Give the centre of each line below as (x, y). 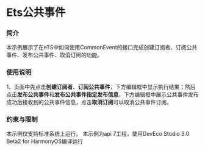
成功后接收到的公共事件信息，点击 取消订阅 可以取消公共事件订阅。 (89, 102)
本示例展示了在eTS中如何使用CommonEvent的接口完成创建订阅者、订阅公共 (102, 47)
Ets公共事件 (36, 12)
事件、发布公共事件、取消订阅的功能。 (54, 55)
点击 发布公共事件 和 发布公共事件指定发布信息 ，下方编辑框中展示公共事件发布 (103, 94)
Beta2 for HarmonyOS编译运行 (45, 141)
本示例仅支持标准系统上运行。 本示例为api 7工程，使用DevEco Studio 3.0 (98, 134)
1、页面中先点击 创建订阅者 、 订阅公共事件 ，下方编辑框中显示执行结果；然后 (101, 86)
